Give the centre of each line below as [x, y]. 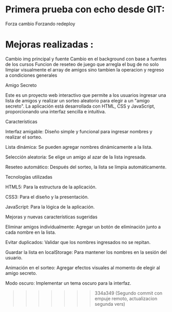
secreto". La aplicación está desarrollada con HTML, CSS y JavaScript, [80, 106]
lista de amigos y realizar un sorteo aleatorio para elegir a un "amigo [78, 100]
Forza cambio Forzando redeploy [40, 24]
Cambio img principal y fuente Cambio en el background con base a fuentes [86, 59]
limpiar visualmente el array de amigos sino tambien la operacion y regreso [85, 70]
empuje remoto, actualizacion [126, 298]
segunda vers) [110, 304]
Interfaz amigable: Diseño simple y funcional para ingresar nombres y [79, 131]
